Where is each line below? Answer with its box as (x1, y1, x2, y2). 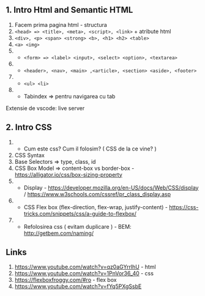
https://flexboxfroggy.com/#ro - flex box (14, 276, 117, 284)
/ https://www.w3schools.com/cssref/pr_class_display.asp (23, 190, 171, 198)
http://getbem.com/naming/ (23, 229, 94, 237)
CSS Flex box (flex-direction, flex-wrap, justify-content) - (23, 203, 168, 210)
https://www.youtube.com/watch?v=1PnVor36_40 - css (14, 270, 154, 277)
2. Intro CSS (6, 122, 53, 133)
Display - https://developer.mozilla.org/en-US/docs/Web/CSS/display (23, 183, 199, 191)
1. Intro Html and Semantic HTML (6, 5, 133, 15)
